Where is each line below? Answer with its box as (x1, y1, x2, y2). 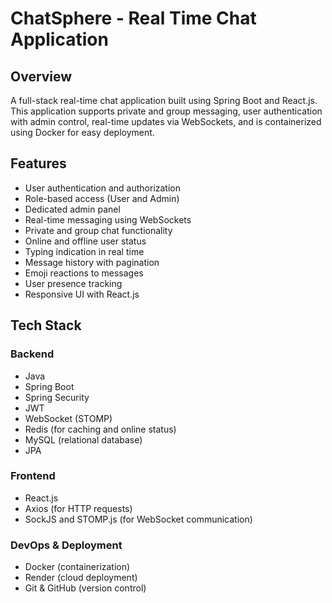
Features (10, 155, 67, 172)
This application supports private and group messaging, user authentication (10, 105, 323, 117)
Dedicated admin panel (24, 203, 121, 215)
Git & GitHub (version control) (24, 582, 147, 594)
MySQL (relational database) (24, 433, 143, 446)
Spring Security (24, 391, 90, 403)
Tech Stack (10, 317, 82, 334)
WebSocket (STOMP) (24, 412, 113, 424)
